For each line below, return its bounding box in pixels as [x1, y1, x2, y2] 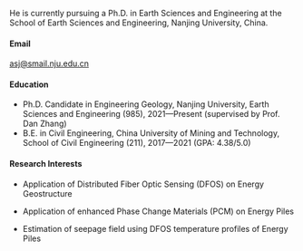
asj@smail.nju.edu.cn [9, 58, 89, 69]
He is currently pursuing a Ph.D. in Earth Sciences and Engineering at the [9, 8, 283, 18]
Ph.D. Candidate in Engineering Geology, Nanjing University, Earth [22, 99, 269, 110]
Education [9, 79, 49, 90]
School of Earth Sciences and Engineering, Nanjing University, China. [9, 17, 269, 28]
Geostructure [22, 188, 73, 198]
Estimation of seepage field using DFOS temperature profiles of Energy [22, 223, 288, 234]
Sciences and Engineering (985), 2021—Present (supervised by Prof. [22, 109, 280, 120]
